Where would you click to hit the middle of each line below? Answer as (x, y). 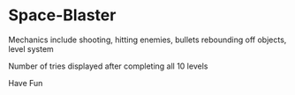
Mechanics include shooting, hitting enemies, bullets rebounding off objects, (147, 40)
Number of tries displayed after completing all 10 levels (108, 66)
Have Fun (26, 83)
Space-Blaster (62, 15)
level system (31, 48)
